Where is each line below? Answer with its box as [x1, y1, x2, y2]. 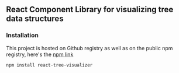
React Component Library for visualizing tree [6, 5, 174, 15]
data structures [6, 14, 64, 24]
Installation [6, 32, 39, 40]
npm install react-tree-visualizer [6, 62, 93, 68]
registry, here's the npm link [6, 51, 74, 58]
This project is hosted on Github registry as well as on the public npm [6, 44, 173, 51]
